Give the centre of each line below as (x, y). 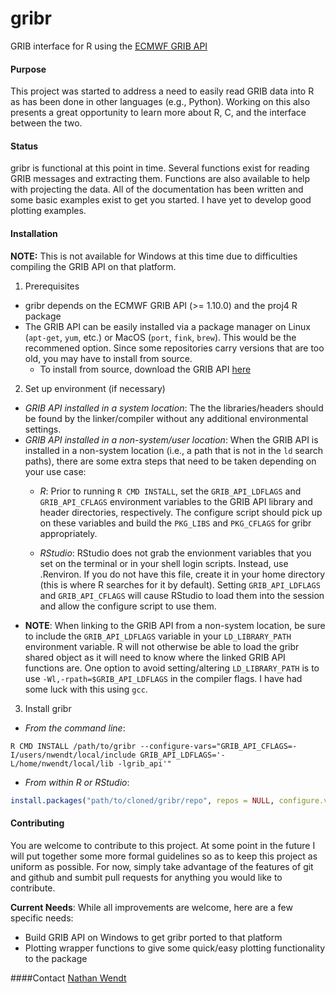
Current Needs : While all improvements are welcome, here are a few (151, 907)
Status (24, 146)
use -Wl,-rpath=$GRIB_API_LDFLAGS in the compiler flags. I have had (163, 678)
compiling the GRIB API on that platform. (93, 266)
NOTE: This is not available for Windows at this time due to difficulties (154, 256)
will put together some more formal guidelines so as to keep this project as (164, 856)
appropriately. (68, 533)
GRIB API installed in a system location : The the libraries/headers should (174, 408)
